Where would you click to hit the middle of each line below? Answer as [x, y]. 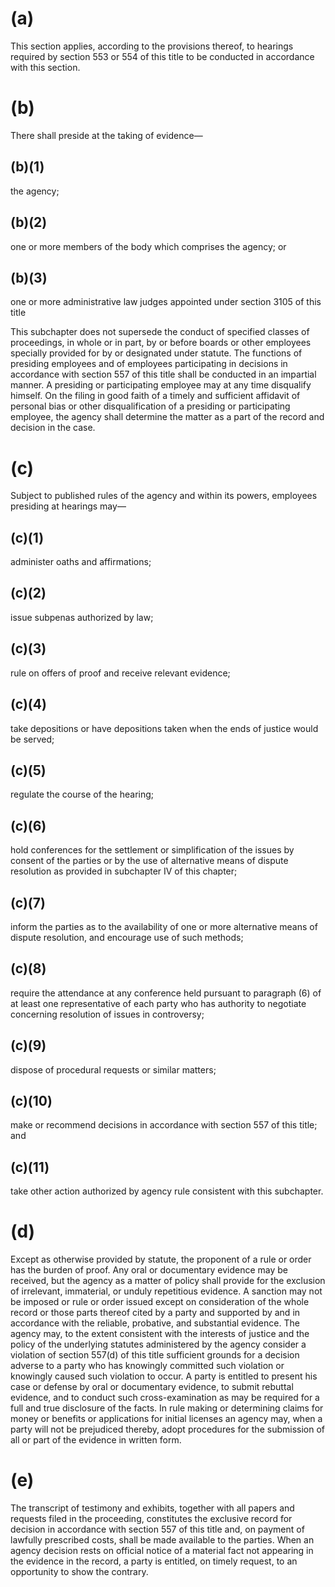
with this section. [45, 67]
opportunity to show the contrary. [79, 1572]
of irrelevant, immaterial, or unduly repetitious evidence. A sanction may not [166, 1291]
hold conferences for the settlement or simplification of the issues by [152, 850]
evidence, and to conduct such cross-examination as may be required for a [165, 1398]
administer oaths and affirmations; [81, 562]
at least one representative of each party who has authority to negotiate [158, 1003]
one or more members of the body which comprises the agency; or [148, 246]
